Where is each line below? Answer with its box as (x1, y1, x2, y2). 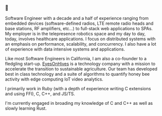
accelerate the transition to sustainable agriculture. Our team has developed (5, 66, 158, 72)
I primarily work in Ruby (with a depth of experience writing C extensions (5, 86, 151, 92)
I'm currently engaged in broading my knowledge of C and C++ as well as (5, 100, 153, 106)
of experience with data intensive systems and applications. (5, 46, 125, 52)
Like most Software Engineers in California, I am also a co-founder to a (5, 56, 147, 62)
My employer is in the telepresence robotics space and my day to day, (5, 31, 146, 37)
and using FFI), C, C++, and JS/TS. (5, 91, 75, 97)
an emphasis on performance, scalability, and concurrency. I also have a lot (5, 41, 157, 47)
